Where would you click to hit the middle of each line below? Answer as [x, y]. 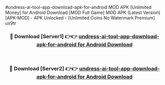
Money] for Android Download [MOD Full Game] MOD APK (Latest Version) [83, 12]
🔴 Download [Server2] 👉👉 [44, 68]
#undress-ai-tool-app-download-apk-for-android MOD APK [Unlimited [78, 7]
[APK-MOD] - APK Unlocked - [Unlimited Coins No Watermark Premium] [80, 18]
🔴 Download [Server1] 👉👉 [44, 36]
